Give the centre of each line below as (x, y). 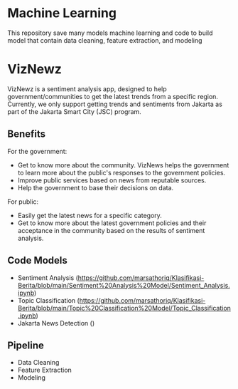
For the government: (37, 151)
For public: (23, 202)
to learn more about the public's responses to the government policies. (121, 172)
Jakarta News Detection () (56, 323)
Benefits (27, 134)
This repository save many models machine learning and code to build (110, 33)
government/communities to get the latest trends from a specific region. (113, 96)
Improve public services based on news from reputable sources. (112, 180)
